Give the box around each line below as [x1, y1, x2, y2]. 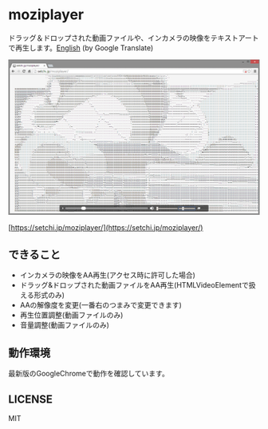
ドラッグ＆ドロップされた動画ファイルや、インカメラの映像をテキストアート [8, 33, 259, 42]
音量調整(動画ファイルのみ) [19, 320, 110, 330]
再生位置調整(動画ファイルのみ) [19, 310, 124, 320]
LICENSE [8, 392, 53, 406]
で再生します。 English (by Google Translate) [8, 42, 154, 53]
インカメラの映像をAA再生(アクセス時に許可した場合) [19, 270, 195, 280]
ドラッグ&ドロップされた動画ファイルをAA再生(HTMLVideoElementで [19, 280, 249, 290]
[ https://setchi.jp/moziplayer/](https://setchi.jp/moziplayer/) [8, 222, 203, 232]
